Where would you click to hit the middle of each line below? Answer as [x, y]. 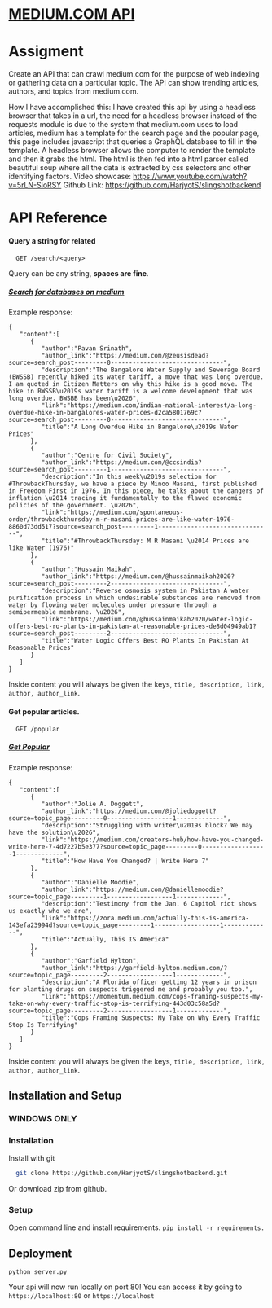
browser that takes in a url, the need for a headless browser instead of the [133, 116]
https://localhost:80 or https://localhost [81, 1296]
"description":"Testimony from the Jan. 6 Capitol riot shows [149, 904]
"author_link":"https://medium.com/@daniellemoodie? [132, 889]
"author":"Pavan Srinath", [87, 349]
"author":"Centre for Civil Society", [107, 456]
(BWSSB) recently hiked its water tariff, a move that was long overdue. [136, 377]
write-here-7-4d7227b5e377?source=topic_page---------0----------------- [136, 847]
